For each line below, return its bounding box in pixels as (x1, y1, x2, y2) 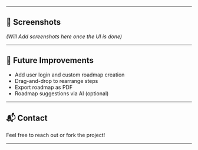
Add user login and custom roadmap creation (14, 71, 125, 78)
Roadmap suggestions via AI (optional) (14, 89, 109, 97)
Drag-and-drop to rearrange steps (14, 77, 98, 84)
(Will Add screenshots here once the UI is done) (6, 33, 123, 40)
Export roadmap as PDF (14, 84, 72, 91)
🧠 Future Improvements (6, 55, 94, 65)
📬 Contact (6, 113, 48, 124)
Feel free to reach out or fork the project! (6, 132, 105, 139)
